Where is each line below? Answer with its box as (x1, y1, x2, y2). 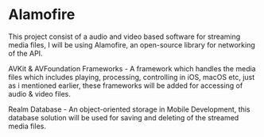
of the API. (8, 48, 43, 58)
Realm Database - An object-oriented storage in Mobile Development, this (8, 105, 250, 114)
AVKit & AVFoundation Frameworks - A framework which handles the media (8, 63, 256, 73)
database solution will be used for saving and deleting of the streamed (8, 112, 239, 122)
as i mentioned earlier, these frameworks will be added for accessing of (8, 81, 243, 90)
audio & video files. (8, 89, 72, 98)
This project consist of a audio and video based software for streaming (8, 32, 241, 41)
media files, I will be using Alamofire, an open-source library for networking (8, 40, 256, 49)
